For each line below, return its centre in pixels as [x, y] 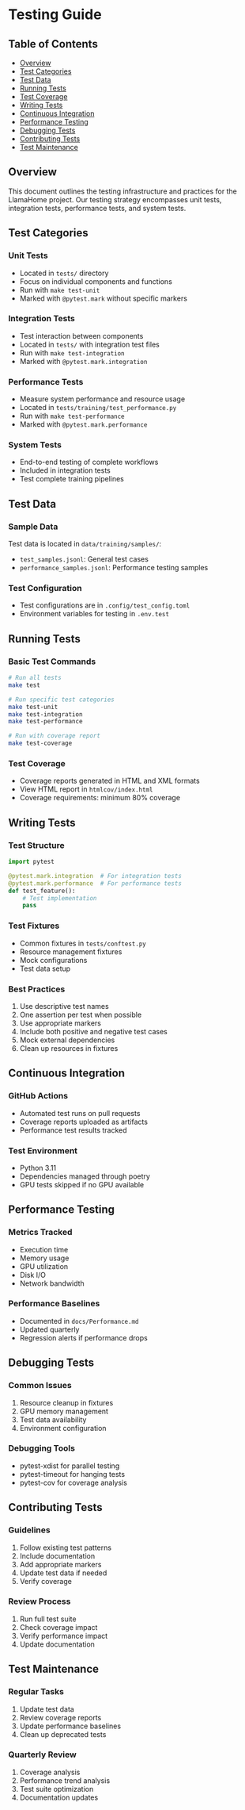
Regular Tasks [36, 1692]
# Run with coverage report [55, 736]
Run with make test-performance [72, 416]
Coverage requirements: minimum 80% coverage [100, 798]
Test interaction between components [81, 336]
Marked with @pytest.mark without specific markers [104, 298]
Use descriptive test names [64, 1006]
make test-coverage [40, 743]
